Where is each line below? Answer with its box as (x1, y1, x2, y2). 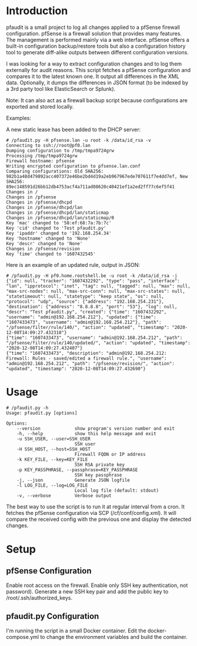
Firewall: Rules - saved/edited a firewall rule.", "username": (6, 355, 167, 361)
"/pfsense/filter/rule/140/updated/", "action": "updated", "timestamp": (6, 340, 191, 346)
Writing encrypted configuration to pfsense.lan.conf (6, 163, 141, 169)
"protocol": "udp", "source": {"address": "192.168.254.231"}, (6, 298, 165, 305)
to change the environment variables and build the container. (40, 633, 188, 640)
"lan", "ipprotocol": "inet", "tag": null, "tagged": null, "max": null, (6, 283, 191, 289)
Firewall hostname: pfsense (6, 158, 75, 164)
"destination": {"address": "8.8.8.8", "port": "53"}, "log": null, (6, 304, 178, 309)
